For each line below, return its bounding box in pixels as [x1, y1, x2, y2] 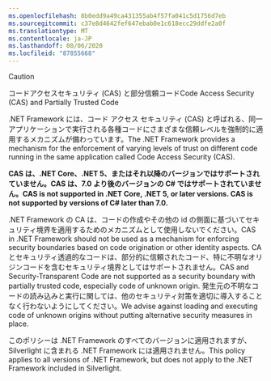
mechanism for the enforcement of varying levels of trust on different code [8, 143, 258, 153]
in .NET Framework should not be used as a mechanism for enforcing [8, 234, 239, 243]
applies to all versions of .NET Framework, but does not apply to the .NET [8, 355, 253, 364]
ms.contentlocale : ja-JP [8, 34, 92, 43]
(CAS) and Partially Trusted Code [8, 98, 119, 107]
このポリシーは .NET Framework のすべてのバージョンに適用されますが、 [8, 336, 252, 345]
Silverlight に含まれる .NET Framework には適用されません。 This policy [8, 345, 245, 355]
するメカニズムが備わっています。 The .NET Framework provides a [15, 134, 236, 144]
